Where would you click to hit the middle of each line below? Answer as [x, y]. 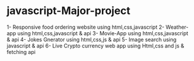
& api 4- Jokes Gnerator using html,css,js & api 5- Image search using [92, 39]
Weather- [177, 27]
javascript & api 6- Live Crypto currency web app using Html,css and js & [96, 46]
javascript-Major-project [69, 11]
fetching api [21, 52]
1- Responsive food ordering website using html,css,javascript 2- [86, 27]
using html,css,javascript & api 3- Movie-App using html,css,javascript [103, 33]
